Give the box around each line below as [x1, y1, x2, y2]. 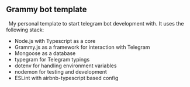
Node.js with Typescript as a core [14, 37, 96, 44]
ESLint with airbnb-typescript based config [14, 74, 119, 81]
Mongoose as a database [14, 49, 76, 57]
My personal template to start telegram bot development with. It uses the [8, 20, 184, 27]
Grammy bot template [6, 5, 87, 14]
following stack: [6, 26, 44, 33]
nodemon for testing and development [14, 68, 107, 75]
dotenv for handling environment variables [14, 62, 117, 69]
